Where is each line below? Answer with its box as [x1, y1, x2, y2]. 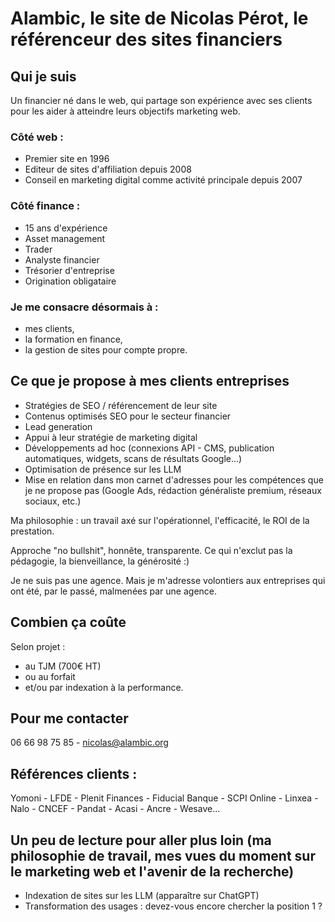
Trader [24, 243, 53, 255]
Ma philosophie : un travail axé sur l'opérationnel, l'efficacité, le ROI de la [10, 514, 310, 526]
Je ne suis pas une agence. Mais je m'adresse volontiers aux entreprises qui [10, 574, 326, 586]
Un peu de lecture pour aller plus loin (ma [10, 832, 272, 849]
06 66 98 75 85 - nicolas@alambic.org [10, 737, 169, 749]
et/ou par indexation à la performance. [24, 681, 184, 693]
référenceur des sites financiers [10, 28, 283, 51]
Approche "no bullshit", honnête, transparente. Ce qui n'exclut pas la [10, 544, 293, 556]
